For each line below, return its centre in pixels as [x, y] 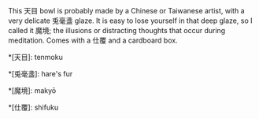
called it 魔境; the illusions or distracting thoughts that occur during [117, 30]
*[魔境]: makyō [32, 91]
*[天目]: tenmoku [35, 57]
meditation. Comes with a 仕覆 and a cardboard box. [93, 40]
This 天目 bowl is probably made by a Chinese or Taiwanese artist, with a [126, 11]
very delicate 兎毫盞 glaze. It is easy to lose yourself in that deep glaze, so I [130, 20]
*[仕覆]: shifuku [33, 107]
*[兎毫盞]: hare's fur [41, 74]
